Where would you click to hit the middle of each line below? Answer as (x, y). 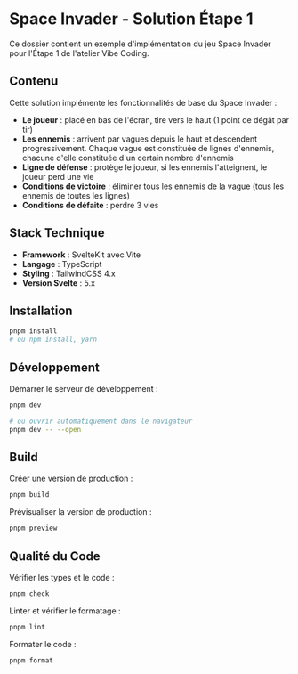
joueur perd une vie (58, 176)
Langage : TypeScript (62, 264)
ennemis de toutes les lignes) (76, 195)
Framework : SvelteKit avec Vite (81, 255)
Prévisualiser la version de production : (81, 512)
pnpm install (33, 331)
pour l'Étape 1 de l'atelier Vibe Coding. (79, 53)
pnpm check (29, 593)
